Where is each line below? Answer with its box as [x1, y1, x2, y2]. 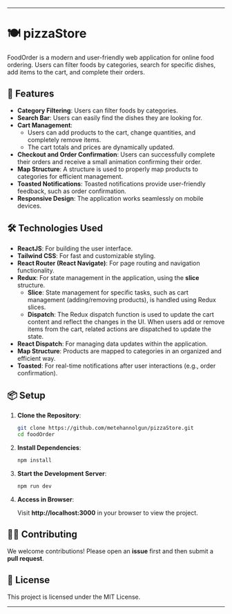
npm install [17, 457, 52, 464]
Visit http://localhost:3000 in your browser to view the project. [17, 508, 198, 517]
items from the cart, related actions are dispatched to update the [27, 325, 212, 333]
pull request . [7, 554, 45, 562]
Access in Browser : [17, 495, 75, 504]
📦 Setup [7, 389, 46, 401]
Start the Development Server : [17, 470, 107, 477]
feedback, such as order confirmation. [17, 187, 126, 195]
